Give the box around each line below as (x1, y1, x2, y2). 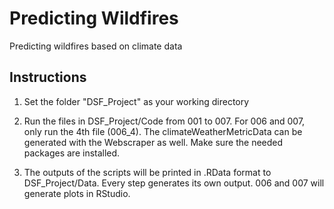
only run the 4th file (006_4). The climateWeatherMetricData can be (23, 125, 303, 137)
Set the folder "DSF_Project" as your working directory (23, 95, 250, 107)
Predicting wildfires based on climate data (9, 40, 183, 52)
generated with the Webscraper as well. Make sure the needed (23, 136, 284, 148)
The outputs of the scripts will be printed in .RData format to (23, 166, 272, 178)
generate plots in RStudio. (23, 187, 131, 199)
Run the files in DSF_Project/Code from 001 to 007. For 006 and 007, (23, 115, 306, 127)
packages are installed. (23, 147, 121, 159)
